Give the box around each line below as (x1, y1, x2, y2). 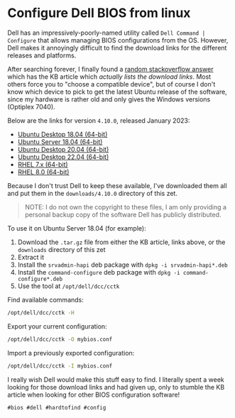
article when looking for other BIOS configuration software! (7, 390, 180, 399)
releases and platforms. (7, 51, 77, 60)
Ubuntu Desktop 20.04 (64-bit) (17, 145, 109, 153)
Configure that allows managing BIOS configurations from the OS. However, (7, 35, 229, 44)
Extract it (17, 253, 45, 261)
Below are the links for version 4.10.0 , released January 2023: (7, 116, 190, 125)
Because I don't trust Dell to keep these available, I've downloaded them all (7, 181, 227, 189)
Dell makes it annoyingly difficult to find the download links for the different (7, 43, 227, 52)
